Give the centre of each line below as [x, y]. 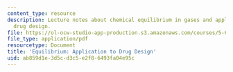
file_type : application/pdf [48, 39]
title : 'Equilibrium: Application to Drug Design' [82, 52]
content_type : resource [42, 13]
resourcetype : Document [42, 45]
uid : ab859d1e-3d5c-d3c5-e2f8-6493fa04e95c [71, 58]
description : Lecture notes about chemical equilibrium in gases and [110, 20]
